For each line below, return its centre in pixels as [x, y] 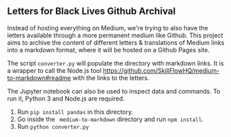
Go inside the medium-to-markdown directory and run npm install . [110, 119]
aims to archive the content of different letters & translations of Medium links [116, 42]
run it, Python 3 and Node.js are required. [66, 98]
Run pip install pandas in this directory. [75, 112]
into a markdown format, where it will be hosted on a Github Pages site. [109, 50]
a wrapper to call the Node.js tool [54, 70]
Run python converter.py [53, 126]
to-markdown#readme [39, 78]
